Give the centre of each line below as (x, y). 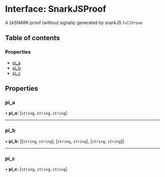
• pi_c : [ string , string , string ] (36, 169)
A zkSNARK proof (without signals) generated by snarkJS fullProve (74, 23)
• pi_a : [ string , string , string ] (36, 113)
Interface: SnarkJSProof (56, 9)
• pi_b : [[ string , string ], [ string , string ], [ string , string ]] (65, 141)
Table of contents (32, 38)
